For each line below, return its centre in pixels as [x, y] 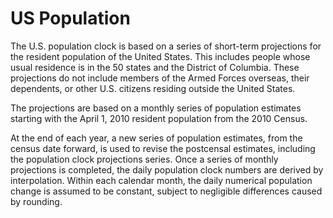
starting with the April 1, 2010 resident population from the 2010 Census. [159, 118]
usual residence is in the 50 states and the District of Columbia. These [155, 67]
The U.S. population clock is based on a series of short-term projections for [166, 46]
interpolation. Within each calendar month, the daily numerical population [161, 180]
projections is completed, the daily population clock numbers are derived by [167, 169]
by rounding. [36, 201]
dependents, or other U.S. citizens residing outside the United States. [153, 88]
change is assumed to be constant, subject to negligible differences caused [166, 191]
